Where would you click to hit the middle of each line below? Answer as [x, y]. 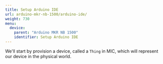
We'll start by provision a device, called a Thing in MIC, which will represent [82, 51]
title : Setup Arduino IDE [32, 10]
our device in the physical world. [38, 56]
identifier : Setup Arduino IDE [46, 37]
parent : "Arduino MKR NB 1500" [46, 32]
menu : [11, 23]
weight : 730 [17, 19]
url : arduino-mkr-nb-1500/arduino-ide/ [46, 14]
